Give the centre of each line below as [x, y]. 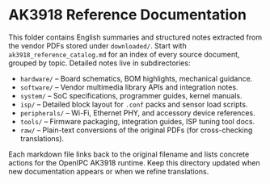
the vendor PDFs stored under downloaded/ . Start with [98, 45]
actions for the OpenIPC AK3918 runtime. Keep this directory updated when [134, 162]
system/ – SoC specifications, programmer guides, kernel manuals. [131, 95]
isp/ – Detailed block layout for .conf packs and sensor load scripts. [134, 104]
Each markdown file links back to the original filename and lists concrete [129, 154]
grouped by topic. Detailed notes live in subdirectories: [99, 63]
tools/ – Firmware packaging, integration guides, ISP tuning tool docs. [137, 121]
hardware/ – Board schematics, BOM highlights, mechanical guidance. [136, 78]
